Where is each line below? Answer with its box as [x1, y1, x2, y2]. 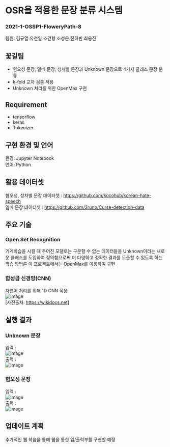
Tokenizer [12, 125, 34, 131]
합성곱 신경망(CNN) [5, 275, 51, 282]
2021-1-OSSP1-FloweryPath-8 [5, 23, 81, 31]
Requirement [5, 100, 47, 109]
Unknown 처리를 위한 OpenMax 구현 [12, 85, 88, 92]
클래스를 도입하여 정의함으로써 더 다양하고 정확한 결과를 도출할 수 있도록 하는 [10, 255, 163, 261]
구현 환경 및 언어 [5, 141, 53, 149]
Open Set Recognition [5, 236, 61, 243]
